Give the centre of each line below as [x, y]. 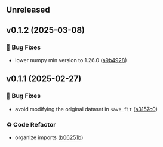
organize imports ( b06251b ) [49, 137]
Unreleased [28, 10]
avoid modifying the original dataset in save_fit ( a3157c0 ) [86, 109]
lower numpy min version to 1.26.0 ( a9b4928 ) [71, 60]
